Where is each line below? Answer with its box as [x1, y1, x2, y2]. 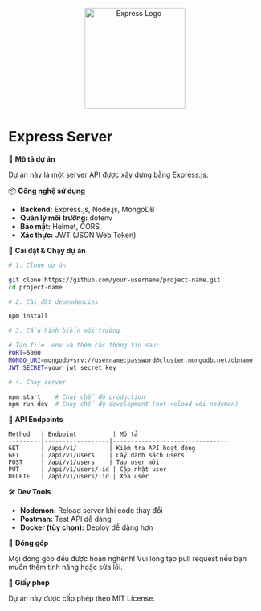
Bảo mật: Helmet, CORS [19, 221, 100, 231]
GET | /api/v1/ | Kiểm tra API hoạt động [8, 445, 196, 453]
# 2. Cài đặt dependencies [8, 297, 99, 305]
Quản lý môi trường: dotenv [19, 213, 113, 223]
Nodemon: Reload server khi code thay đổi [19, 506, 163, 515]
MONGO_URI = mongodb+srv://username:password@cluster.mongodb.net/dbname [8, 356, 253, 364]
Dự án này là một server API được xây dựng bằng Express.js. [8, 170, 209, 179]
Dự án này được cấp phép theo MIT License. [8, 593, 155, 603]
